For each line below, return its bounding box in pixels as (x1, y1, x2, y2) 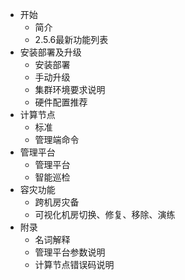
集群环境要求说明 (34, 84, 106, 95)
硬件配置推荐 (34, 96, 88, 108)
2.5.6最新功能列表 (34, 34, 109, 45)
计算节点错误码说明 (34, 259, 115, 270)
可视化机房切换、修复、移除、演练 (34, 209, 176, 220)
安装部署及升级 (19, 46, 82, 58)
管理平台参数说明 (34, 246, 106, 258)
